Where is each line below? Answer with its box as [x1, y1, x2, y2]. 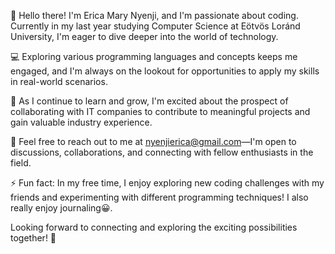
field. [10, 157, 32, 169]
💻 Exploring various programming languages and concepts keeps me [10, 51, 298, 62]
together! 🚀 [10, 232, 57, 244]
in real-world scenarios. [10, 76, 108, 87]
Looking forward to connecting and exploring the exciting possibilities [10, 221, 298, 233]
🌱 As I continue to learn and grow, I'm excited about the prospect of [10, 95, 289, 107]
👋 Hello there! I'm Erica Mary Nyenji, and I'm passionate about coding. [10, 10, 299, 21]
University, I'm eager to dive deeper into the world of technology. [10, 31, 279, 42]
